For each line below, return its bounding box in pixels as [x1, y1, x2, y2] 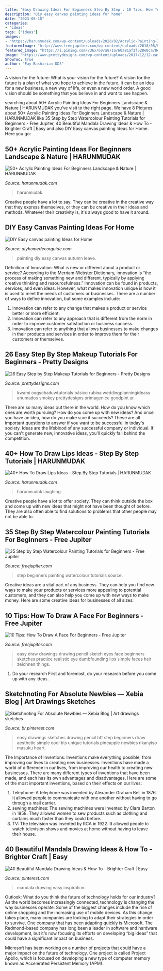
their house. [12, 831, 36, 837]
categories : [5, 20, 29, 26]
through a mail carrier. [12, 800, 57, 806]
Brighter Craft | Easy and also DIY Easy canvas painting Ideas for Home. [5, 126, 149, 131]
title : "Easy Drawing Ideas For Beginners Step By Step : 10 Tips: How [5, 7, 153, 12]
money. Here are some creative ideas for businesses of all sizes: [5, 598, 134, 603]
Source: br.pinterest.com [5, 725, 55, 731]
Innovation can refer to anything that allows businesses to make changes [12, 326, 158, 332]
